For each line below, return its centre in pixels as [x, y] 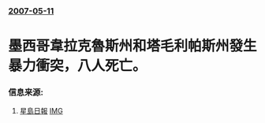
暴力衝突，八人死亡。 [78, 66]
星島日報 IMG [41, 111]
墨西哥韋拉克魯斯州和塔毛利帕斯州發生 [133, 46]
